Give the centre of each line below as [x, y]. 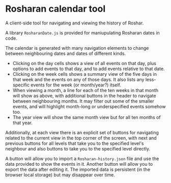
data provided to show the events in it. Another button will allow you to [79, 164]
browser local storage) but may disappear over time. [60, 175]
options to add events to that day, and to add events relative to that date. [89, 69]
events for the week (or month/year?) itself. [76, 85]
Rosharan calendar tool [55, 9]
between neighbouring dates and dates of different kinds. [66, 53]
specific [21, 85]
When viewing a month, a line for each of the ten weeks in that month [85, 90]
